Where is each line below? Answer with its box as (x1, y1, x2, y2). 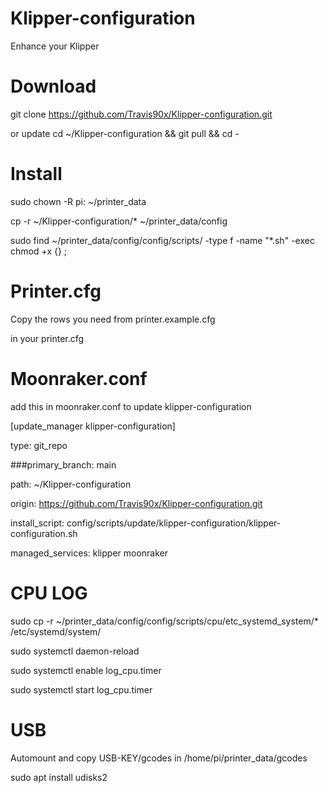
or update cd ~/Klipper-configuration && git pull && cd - (10, 127, 240, 139)
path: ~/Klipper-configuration (10, 478, 132, 490)
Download (10, 75, 97, 98)
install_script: (10, 517, 65, 529)
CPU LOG (10, 582, 88, 604)
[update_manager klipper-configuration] (10, 420, 176, 432)
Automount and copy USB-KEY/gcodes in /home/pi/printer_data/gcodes (10, 752, 308, 764)
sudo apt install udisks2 (10, 771, 108, 783)
